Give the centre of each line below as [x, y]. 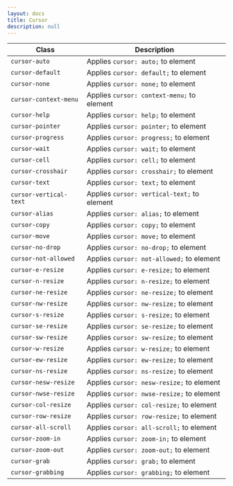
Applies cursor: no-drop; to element [146, 248]
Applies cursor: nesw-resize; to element [153, 383]
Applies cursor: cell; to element [141, 160]
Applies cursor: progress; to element [148, 138]
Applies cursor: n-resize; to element [148, 281]
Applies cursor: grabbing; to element [148, 473]
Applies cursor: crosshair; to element [150, 172]
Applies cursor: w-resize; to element [148, 349]
